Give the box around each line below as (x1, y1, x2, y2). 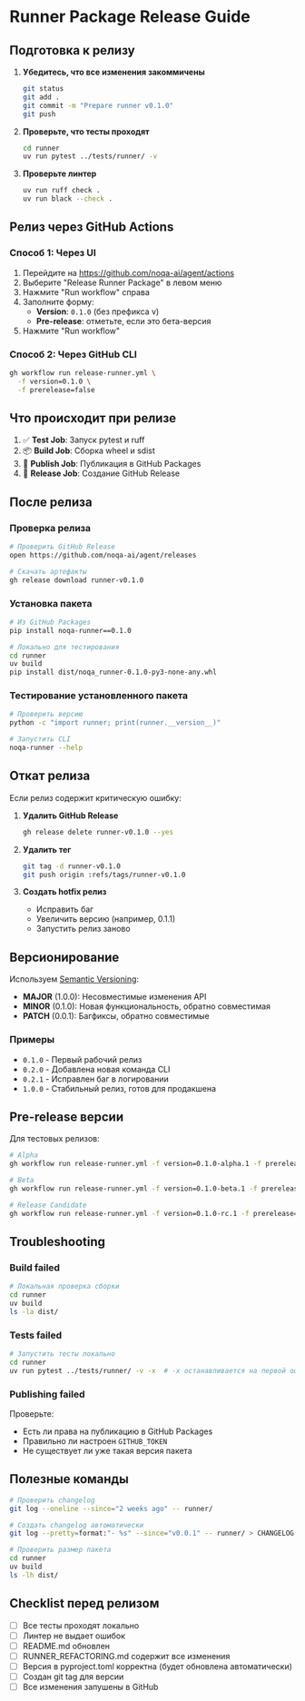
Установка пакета (9, 597, 93, 609)
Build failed (9, 1261, 61, 1273)
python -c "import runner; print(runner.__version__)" (9, 718, 221, 727)
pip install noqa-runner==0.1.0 (9, 626, 132, 635)
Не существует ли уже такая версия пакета (22, 1445, 192, 1456)
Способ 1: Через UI (9, 247, 97, 260)
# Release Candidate (9, 1201, 88, 1210)
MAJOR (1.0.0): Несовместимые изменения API (22, 992, 207, 1003)
